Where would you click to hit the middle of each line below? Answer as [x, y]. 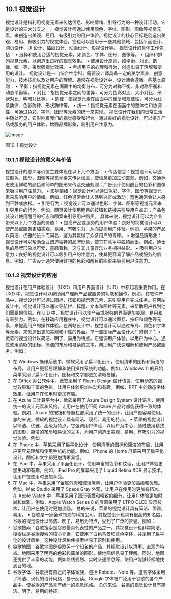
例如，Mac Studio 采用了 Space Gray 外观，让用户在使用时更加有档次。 [88, 489]
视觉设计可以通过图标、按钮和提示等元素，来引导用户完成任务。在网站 [92, 300]
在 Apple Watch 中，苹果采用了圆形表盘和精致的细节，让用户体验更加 [85, 496]
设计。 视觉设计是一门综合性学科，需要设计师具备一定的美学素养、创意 [88, 73]
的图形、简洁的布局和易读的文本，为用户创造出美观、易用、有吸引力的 [86, 432]
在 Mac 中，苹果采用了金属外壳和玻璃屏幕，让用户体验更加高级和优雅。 [88, 483]
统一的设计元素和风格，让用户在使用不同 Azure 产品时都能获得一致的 [85, 406]
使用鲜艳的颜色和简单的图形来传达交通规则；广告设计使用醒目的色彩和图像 [88, 185]
